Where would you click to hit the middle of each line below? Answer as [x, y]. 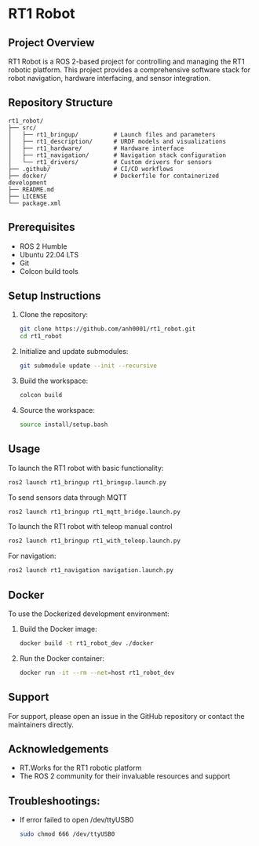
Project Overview [51, 43]
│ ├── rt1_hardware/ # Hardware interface [96, 148]
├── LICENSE [27, 196]
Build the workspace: [54, 381]
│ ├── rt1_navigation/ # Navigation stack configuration [117, 155]
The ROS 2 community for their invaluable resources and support [125, 776]
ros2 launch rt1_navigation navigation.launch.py [91, 571]
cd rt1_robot [41, 337]
